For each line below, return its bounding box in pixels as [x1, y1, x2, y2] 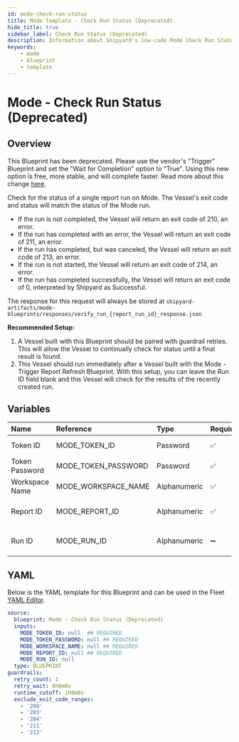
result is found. [17, 352, 62, 360]
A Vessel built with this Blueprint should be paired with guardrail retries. [17, 337, 228, 345]
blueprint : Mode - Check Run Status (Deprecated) [14, 616, 164, 624]
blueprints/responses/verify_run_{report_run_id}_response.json [7, 310, 202, 317]
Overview [7, 138, 52, 150]
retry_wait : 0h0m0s [14, 682, 72, 689]
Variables [7, 403, 51, 415]
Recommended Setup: [7, 322, 75, 332]
